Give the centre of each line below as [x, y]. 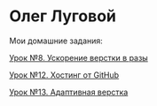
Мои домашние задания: [56, 41]
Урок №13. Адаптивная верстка [69, 92]
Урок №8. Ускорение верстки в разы [78, 57]
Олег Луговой [63, 16]
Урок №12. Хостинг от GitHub [64, 75]
